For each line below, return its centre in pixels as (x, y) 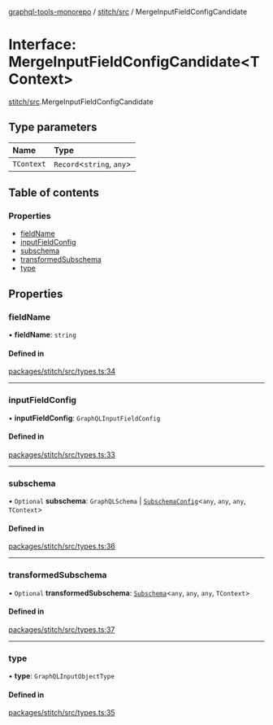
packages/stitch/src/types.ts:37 (62, 629)
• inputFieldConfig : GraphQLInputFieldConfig (84, 417)
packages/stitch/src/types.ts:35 (62, 713)
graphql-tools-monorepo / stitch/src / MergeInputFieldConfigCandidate (128, 12)
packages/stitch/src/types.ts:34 (62, 371)
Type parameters (53, 127)
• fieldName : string (43, 335)
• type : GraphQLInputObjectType (62, 676)
